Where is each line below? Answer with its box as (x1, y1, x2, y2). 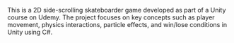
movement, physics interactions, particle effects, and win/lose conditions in (7, 21, 228, 28)
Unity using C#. (7, 28, 53, 36)
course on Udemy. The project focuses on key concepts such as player (7, 13, 215, 21)
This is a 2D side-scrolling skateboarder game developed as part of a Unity (7, 6, 226, 14)
